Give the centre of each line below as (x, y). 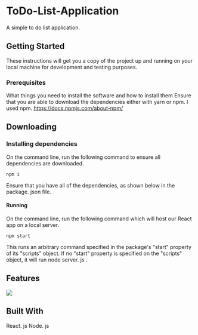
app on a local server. (33, 225)
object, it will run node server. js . (47, 259)
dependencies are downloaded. (45, 163)
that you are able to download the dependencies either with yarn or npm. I (97, 102)
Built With (25, 311)
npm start (18, 236)
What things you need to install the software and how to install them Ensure (99, 96)
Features (23, 279)
